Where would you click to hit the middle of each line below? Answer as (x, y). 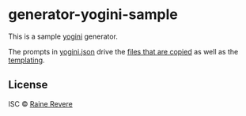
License (28, 85)
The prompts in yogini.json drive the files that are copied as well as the (123, 51)
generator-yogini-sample (93, 15)
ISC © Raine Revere (40, 103)
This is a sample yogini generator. (63, 36)
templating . (26, 60)
